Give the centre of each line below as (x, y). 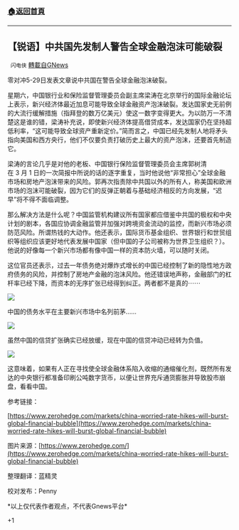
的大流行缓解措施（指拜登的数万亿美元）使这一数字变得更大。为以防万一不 (116, 113)
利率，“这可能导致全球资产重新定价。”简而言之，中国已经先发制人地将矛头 (121, 131)
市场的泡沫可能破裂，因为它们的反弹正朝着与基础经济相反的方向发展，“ (112, 191)
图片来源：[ (24, 446)
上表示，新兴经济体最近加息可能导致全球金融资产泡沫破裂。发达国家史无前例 (119, 104)
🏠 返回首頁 (26, 11)
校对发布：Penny (32, 491)
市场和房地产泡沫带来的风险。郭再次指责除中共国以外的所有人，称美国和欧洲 (119, 182)
